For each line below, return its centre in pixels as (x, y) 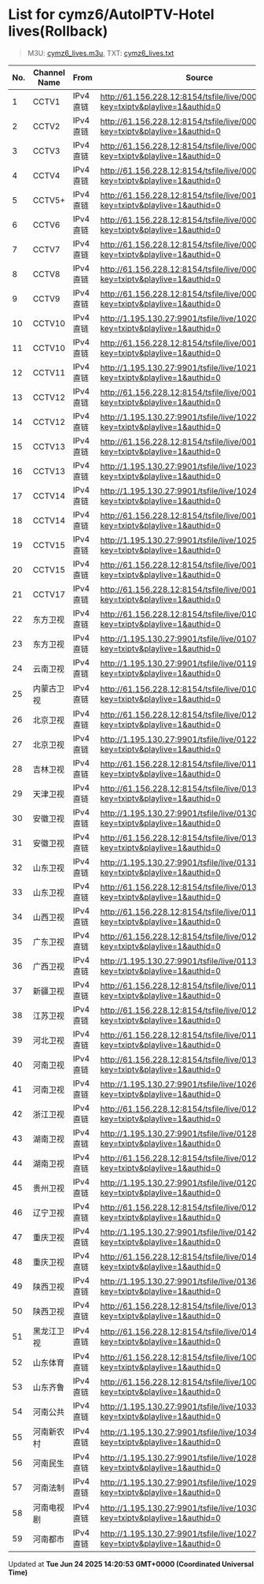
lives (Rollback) (58, 31)
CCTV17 (49, 594)
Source (200, 77)
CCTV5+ (49, 200)
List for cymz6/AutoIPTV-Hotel (111, 15)
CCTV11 (49, 372)
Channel (49, 73)
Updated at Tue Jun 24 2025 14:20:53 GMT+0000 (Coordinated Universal (131, 1564)
